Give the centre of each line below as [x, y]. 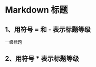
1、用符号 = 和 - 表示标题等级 [48, 29]
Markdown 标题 [37, 10]
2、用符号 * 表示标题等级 [42, 59]
